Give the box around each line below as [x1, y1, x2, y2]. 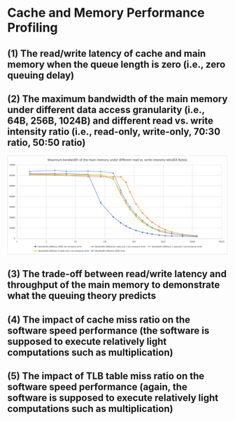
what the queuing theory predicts [7, 290, 157, 302]
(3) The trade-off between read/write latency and [7, 268, 227, 280]
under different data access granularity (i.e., [7, 103, 205, 116]
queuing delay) [7, 69, 75, 81]
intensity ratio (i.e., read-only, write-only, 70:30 [7, 126, 221, 138]
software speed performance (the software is [7, 325, 210, 337]
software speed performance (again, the [7, 381, 187, 392]
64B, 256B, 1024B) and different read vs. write [7, 115, 213, 126]
